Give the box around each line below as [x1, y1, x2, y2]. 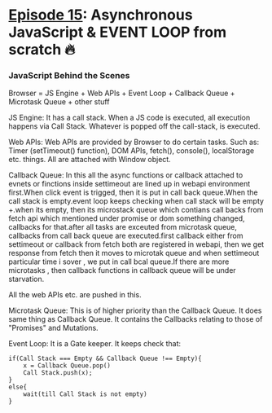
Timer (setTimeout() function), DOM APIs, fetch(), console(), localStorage [8, 146, 255, 156]
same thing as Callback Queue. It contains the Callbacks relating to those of [8, 314, 263, 324]
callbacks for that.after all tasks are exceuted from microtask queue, [8, 222, 238, 232]
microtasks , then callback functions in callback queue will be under [8, 266, 236, 275]
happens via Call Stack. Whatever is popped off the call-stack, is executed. [8, 121, 261, 131]
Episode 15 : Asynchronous [8, 6, 193, 24]
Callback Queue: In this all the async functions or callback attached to [8, 170, 243, 180]
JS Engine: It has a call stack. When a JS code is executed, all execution [8, 112, 251, 123]
